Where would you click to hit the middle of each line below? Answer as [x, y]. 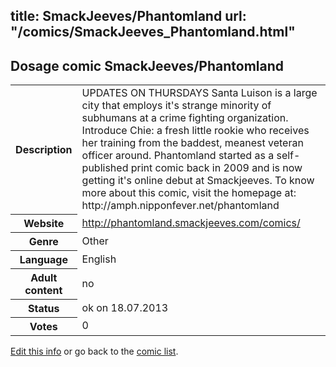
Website [44, 223]
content [43, 290]
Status [44, 308]
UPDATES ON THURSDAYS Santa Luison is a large [199, 93]
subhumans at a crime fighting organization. [185, 118]
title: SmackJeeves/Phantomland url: [128, 16]
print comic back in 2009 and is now [216, 168]
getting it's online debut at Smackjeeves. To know [198, 181]
